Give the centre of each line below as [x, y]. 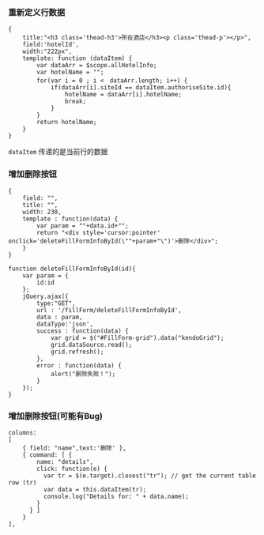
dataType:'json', [65, 324]
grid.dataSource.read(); [91, 345]
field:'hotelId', [51, 45]
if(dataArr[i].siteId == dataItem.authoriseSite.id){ [141, 88]
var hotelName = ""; [70, 73]
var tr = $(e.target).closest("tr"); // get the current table [150, 476]
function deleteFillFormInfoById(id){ [72, 269]
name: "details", [65, 462]
